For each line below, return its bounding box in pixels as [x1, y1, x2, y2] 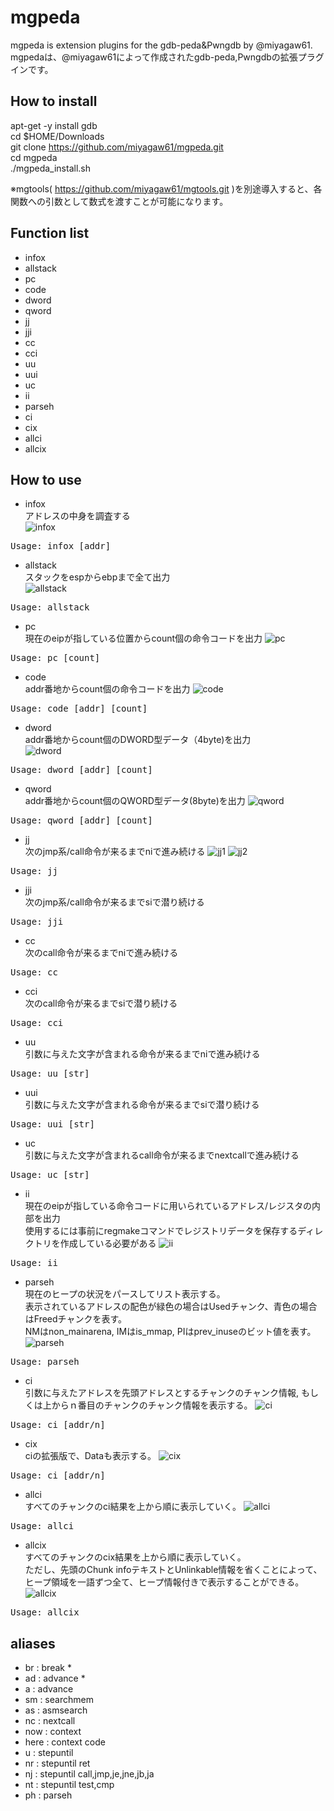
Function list [10, 225, 90, 242]
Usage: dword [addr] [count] [10, 764, 153, 776]
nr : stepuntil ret [24, 1757, 91, 1770]
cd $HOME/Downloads [10, 130, 105, 142]
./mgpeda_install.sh [10, 162, 91, 174]
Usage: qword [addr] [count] [10, 815, 153, 826]
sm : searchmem [24, 1694, 94, 1706]
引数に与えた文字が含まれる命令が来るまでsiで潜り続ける [24, 1099, 260, 1111]
